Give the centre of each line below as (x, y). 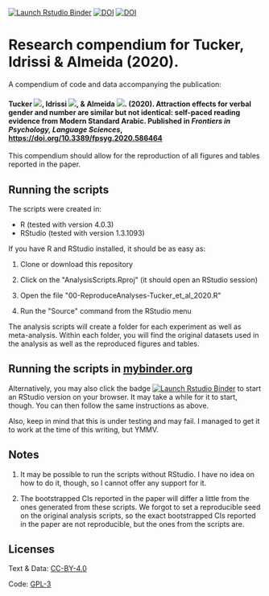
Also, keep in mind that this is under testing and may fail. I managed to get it (134, 421)
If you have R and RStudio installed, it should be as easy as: (107, 249)
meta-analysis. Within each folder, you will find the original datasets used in (134, 335)
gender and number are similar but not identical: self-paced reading (124, 112)
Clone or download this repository (77, 264)
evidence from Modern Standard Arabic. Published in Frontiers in (120, 121)
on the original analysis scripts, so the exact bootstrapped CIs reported (138, 516)
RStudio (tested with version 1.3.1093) (82, 232)
